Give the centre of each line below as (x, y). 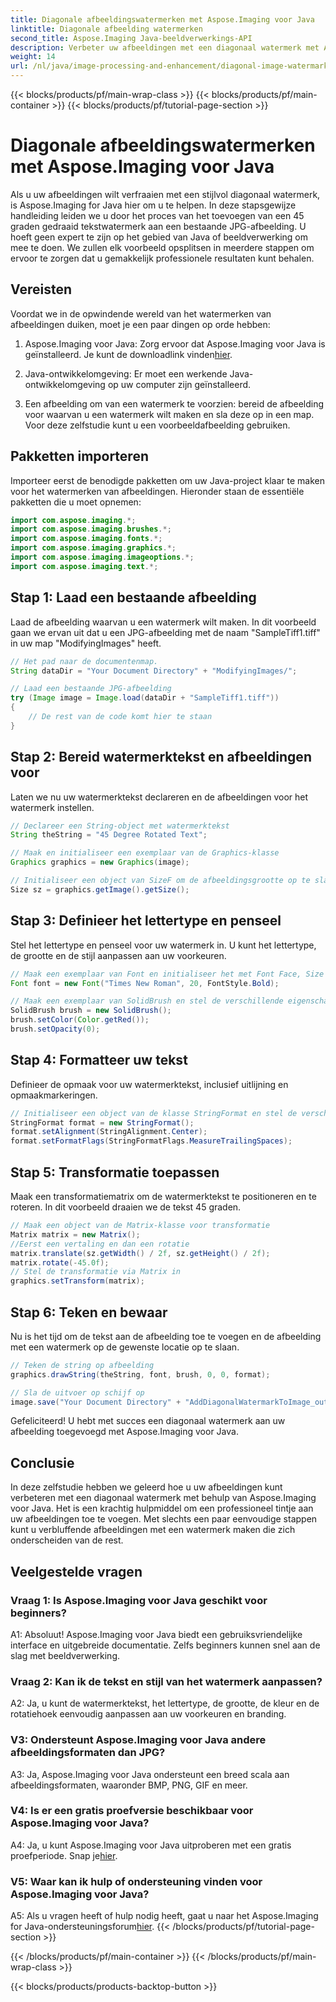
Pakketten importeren (79, 456)
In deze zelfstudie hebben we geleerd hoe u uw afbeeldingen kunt (146, 1487)
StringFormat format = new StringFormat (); (102, 1122)
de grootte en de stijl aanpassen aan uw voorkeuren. (118, 955)
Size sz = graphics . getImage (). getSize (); (100, 889)
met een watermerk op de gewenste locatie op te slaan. (125, 1347)
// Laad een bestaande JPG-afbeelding (91, 689)
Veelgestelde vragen (76, 1571)
